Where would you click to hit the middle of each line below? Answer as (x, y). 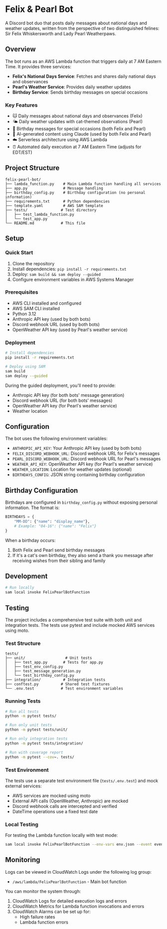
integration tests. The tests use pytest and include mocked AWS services (80, 625)
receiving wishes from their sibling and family (59, 560)
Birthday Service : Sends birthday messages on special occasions (80, 92)
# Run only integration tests (37, 739)
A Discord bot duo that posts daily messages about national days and (76, 23)
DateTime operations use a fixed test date (55, 811)
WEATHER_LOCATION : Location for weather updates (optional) (72, 469)
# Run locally (20, 588)
